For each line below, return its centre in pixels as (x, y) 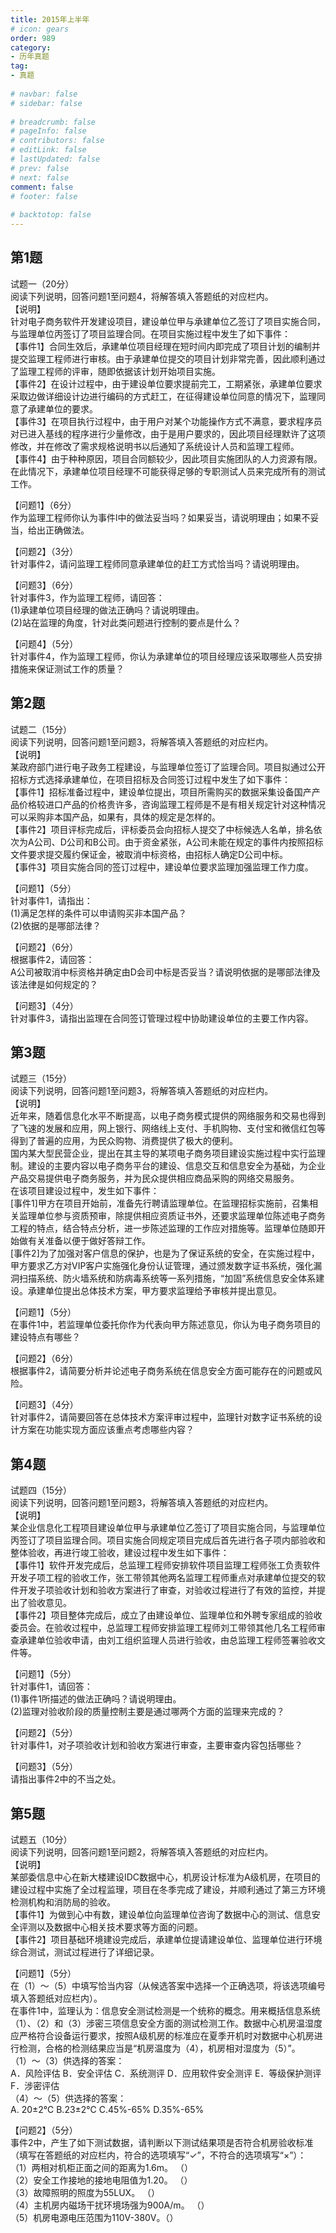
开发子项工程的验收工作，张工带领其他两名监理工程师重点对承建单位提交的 (163, 1578)
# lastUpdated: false (55, 159)
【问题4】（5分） (44, 643)
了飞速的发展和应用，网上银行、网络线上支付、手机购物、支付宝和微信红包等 (168, 1128)
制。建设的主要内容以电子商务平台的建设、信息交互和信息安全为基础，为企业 (168, 1166)
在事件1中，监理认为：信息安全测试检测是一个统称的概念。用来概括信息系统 (165, 2011)
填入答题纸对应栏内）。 (56, 1998)
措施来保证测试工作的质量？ (67, 668)
